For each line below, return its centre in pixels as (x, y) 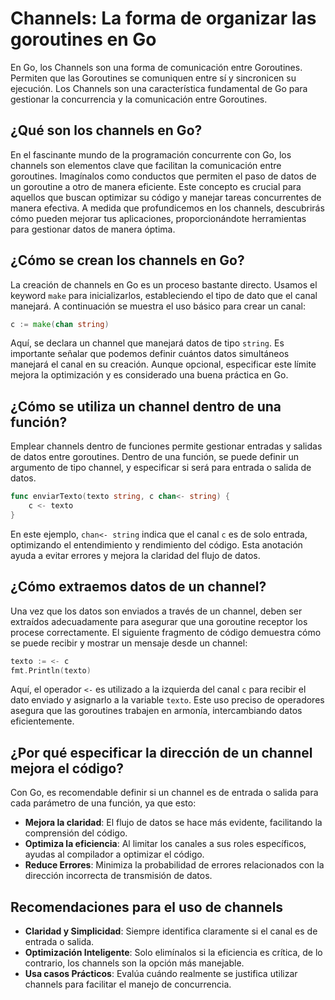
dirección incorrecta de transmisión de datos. (118, 876)
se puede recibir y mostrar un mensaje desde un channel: (129, 643)
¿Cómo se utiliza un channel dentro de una (146, 406)
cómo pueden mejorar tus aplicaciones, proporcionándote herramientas (158, 218)
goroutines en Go (83, 39)
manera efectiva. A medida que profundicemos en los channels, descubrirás (167, 208)
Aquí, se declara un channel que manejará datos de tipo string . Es (147, 343)
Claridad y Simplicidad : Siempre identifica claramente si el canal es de (171, 931)
